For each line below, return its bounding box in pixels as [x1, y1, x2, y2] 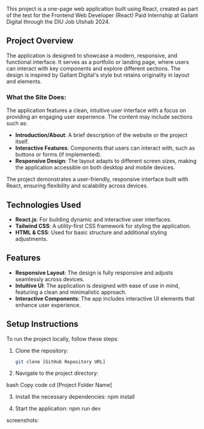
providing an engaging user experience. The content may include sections [6, 113, 193, 120]
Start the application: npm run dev [15, 405, 101, 413]
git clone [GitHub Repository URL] [15, 358, 106, 364]
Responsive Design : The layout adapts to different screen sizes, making [15, 158, 197, 165]
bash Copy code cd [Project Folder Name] [6, 382, 113, 389]
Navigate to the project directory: [15, 369, 99, 377]
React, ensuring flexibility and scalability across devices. [6, 182, 149, 189]
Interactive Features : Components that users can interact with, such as [15, 144, 195, 152]
